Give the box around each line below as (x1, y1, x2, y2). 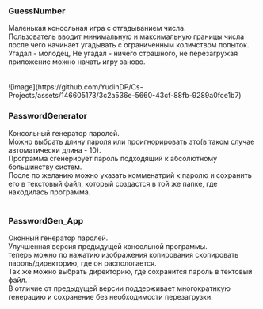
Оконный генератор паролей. (8, 233, 109, 243)
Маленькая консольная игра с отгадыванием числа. (8, 24, 186, 33)
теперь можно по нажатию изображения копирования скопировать (8, 250, 239, 259)
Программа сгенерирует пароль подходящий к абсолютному (8, 153, 218, 163)
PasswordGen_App (8, 215, 84, 226)
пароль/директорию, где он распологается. (8, 258, 157, 268)
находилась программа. (8, 187, 91, 197)
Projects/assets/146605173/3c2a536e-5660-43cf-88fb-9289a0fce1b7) (8, 91, 242, 100)
